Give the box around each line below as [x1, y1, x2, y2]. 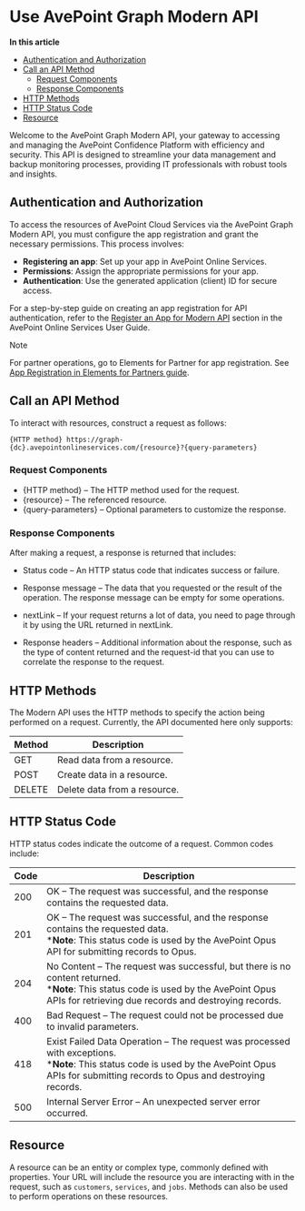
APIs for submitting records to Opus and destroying [46, 1069, 266, 1082]
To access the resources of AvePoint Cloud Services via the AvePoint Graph [9, 218, 293, 229]
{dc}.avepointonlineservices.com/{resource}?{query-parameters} [9, 443, 258, 452]
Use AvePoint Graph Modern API [9, 6, 259, 27]
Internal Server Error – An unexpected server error [46, 1095, 261, 1107]
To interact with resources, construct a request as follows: [9, 417, 227, 429]
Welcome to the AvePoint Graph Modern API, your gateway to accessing [9, 129, 280, 140]
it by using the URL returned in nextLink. [22, 620, 173, 631]
